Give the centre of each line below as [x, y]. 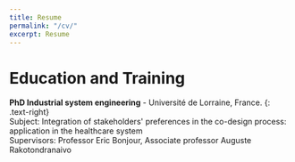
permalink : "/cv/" [43, 26]
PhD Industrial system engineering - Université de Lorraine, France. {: [140, 102]
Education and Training [97, 78]
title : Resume [36, 17]
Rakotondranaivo [40, 150]
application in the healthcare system [76, 131]
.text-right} [29, 112]
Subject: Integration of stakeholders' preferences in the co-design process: [148, 122]
